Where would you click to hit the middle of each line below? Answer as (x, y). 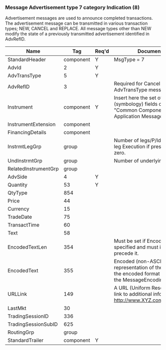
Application (127, 117)
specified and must (136, 247)
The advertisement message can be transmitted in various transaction (77, 23)
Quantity (18, 185)
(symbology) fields (136, 104)
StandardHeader (27, 60)
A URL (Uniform (132, 288)
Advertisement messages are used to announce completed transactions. (79, 18)
